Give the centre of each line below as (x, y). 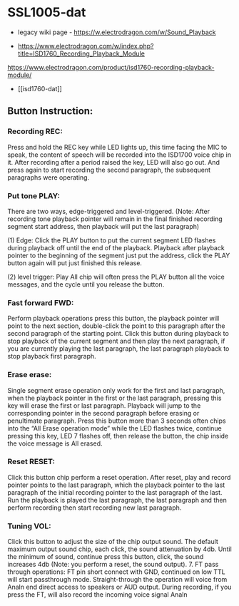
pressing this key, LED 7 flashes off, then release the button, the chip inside (118, 436)
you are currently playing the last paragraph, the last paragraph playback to (118, 349)
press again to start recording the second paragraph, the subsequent (109, 170)
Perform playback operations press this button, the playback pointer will (113, 319)
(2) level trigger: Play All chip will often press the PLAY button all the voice (116, 277)
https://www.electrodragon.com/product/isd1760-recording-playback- (111, 67)
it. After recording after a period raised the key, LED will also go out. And (113, 162)
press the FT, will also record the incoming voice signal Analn (97, 595)
